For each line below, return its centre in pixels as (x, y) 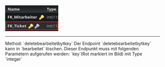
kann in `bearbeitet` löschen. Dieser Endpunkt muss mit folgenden (72, 49)
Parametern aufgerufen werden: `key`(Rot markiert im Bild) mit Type (74, 54)
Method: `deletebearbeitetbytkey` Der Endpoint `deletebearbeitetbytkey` (78, 44)
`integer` (14, 59)
